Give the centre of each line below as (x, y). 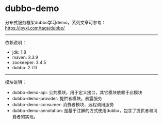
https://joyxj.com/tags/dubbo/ (35, 28)
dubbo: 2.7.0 (24, 67)
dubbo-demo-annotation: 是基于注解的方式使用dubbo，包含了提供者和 (83, 110)
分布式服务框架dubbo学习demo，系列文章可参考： (55, 22)
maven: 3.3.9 (25, 57)
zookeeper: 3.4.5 (29, 62)
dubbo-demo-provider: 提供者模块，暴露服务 (57, 98)
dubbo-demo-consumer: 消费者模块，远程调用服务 (63, 104)
